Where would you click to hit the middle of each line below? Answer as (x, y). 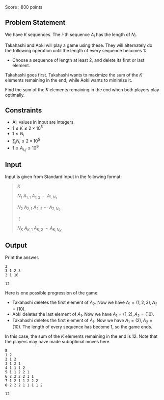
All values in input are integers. (43, 122)
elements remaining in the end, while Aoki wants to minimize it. (69, 80)
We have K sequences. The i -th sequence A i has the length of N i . (71, 35)
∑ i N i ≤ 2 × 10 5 (26, 141)
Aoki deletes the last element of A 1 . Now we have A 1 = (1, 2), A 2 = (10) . (83, 314)
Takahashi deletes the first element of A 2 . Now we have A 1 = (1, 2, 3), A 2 (85, 303)
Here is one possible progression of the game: (52, 292)
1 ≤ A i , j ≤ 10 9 (26, 148)
